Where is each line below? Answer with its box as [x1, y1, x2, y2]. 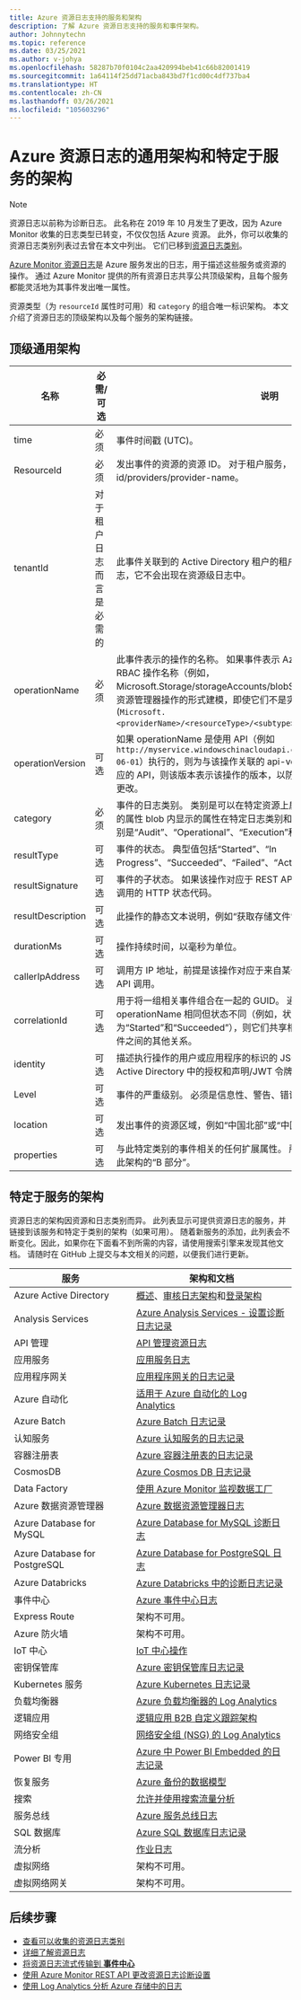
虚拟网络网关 [13, 1876, 69, 1889]
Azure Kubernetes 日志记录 [135, 1678, 251, 1690]
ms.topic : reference [9, 38, 87, 48]
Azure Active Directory [13, 1289, 109, 1301]
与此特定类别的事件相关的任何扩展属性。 [116, 1142, 288, 1155]
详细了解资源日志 [21, 1946, 86, 1958]
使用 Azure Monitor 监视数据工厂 [135, 1483, 273, 1495]
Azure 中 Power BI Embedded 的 [135, 1745, 272, 1758]
